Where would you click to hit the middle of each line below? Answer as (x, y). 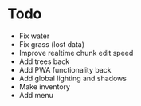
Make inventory (45, 86)
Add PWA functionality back (65, 69)
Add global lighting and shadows (72, 78)
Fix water (34, 36)
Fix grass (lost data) (52, 44)
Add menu (36, 95)
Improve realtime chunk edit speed (76, 53)
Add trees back (44, 61)
